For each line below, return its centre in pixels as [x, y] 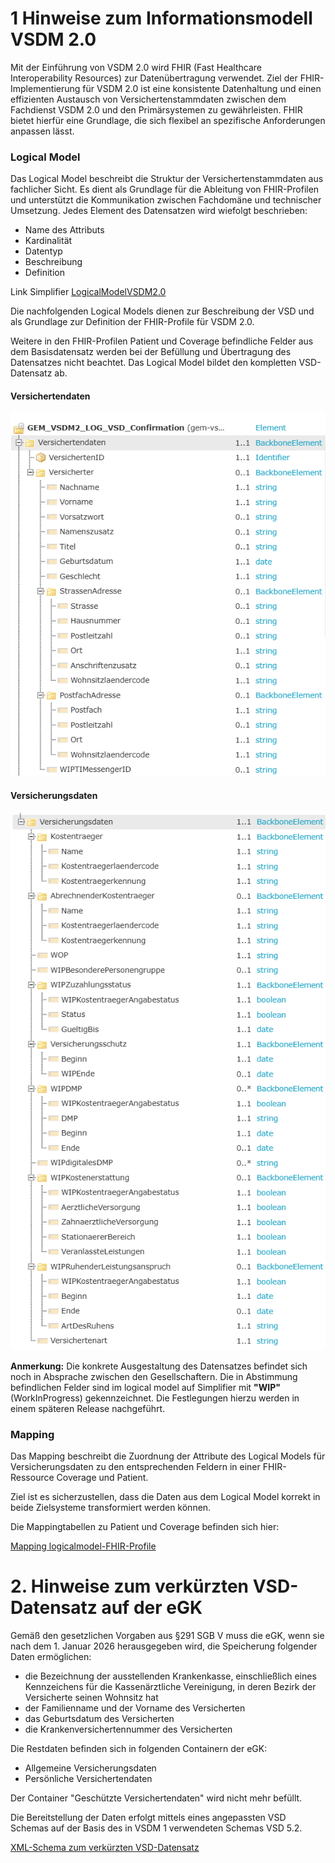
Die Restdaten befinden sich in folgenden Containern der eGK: [139, 1749]
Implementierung [45, 88]
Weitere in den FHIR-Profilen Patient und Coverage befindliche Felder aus [162, 341]
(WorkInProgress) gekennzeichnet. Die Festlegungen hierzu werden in [155, 1398]
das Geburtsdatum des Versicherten [99, 1719]
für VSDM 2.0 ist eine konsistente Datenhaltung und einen [202, 88]
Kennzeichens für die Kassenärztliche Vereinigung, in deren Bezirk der [170, 1687]
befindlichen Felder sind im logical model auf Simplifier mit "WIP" [146, 1387]
